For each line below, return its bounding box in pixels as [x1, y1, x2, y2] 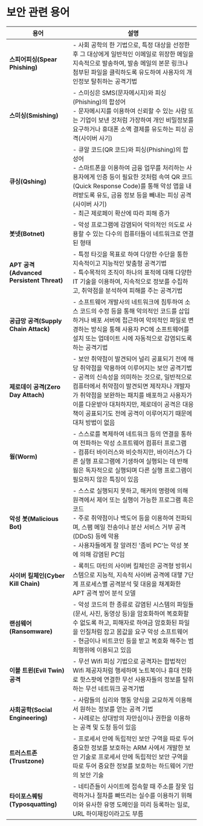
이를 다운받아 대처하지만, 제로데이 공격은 [72, 400, 181, 408]
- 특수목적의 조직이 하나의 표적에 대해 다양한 [72, 268, 192, 277]
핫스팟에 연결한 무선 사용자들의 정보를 [79, 675, 181, 683]
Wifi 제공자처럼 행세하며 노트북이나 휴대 [72, 666, 179, 674]
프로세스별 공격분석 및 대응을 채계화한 [79, 580, 181, 588]
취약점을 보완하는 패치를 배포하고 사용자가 [79, 391, 192, 399]
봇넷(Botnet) [9, 229, 45, 238]
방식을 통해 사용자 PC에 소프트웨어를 [91, 325, 190, 334]
